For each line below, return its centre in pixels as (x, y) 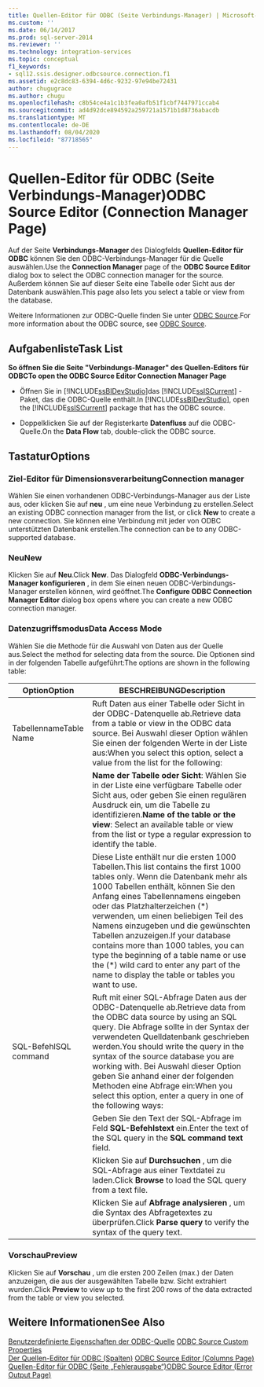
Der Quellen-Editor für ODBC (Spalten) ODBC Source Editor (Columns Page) (131, 1358)
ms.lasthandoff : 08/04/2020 (54, 132)
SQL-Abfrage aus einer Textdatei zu (159, 1170)
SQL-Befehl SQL (42, 1046)
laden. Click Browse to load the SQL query (169, 1180)
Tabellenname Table (48, 728)
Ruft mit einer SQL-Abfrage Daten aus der (170, 997)
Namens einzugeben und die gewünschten (171, 926)
